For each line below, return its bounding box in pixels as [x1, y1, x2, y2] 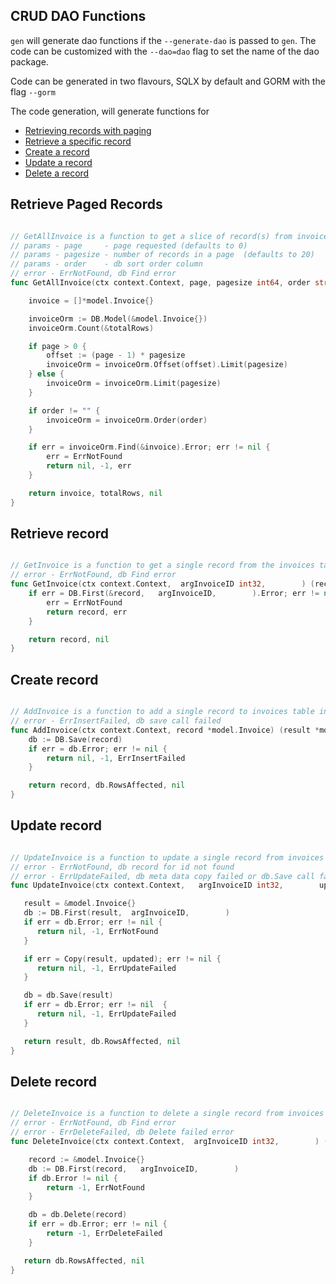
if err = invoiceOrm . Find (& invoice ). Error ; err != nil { [28, 442, 271, 453]
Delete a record [24, 167, 90, 179]
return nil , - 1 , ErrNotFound [36, 926, 159, 936]
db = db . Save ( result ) [23, 990, 114, 1001]
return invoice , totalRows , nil [28, 488, 163, 498]
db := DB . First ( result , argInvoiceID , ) [23, 908, 230, 918]
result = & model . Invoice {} [23, 899, 137, 909]
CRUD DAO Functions [10, 8, 147, 25]
